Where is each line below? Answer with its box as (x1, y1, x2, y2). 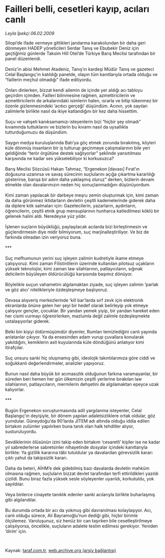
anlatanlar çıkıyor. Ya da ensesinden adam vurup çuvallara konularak (5, 334, 144, 340)
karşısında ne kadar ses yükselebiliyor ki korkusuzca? (5, 155, 114, 161)
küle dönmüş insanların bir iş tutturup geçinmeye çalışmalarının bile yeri (5, 145, 150, 151)
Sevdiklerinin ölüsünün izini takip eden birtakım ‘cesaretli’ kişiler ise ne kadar (5, 439, 161, 445)
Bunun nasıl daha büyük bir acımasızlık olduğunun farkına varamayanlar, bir (5, 371, 159, 377)
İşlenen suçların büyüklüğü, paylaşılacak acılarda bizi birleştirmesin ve (5, 223, 148, 229)
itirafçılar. (5, 344, 24, 350)
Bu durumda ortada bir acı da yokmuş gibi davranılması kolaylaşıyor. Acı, (5, 507, 152, 513)
